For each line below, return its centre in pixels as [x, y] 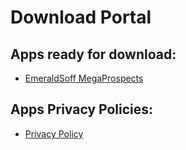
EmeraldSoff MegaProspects [84, 78]
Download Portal [81, 17]
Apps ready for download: [93, 54]
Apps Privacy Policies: [82, 109]
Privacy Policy [54, 133]
